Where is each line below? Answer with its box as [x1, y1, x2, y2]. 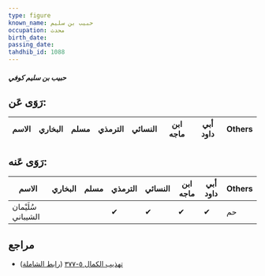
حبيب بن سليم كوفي [8, 73, 67, 82]
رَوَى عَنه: [8, 155, 47, 168]
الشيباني [12, 211, 40, 222]
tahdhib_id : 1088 [8, 48, 65, 56]
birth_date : [8, 33, 47, 42]
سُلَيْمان [12, 202, 37, 213]
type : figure [8, 11, 51, 20]
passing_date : [8, 41, 55, 49]
